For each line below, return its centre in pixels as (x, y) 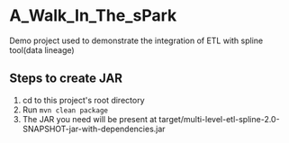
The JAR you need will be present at (90, 119)
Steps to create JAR (66, 79)
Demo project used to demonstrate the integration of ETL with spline (136, 40)
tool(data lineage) (42, 49)
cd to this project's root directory (84, 100)
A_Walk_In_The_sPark (93, 16)
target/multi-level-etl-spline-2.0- (220, 119)
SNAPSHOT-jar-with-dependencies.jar (94, 129)
